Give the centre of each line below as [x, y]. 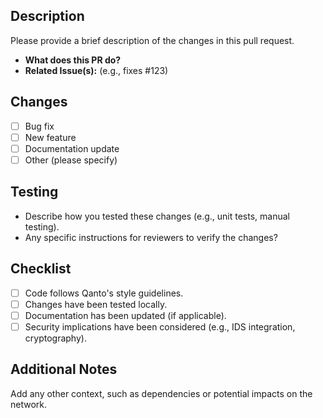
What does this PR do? [73, 60]
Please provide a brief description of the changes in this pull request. [152, 40]
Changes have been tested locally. [96, 304]
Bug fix [39, 126]
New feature [50, 137]
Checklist [41, 269]
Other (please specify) [71, 160]
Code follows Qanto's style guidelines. [104, 293]
